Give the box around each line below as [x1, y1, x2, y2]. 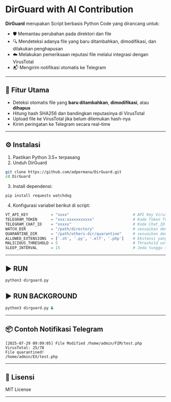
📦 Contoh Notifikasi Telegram [5, 325, 103, 333]
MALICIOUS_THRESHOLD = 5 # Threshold [5, 240, 158, 246]
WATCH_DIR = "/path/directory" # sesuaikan [5, 226, 158, 231]
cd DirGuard [5, 174, 31, 179]
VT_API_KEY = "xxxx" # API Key [5, 212, 154, 218]
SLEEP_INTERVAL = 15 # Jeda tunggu [5, 246, 163, 251]
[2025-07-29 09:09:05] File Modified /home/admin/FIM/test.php [5, 341, 142, 346]
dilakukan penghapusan [12, 45, 63, 51]
